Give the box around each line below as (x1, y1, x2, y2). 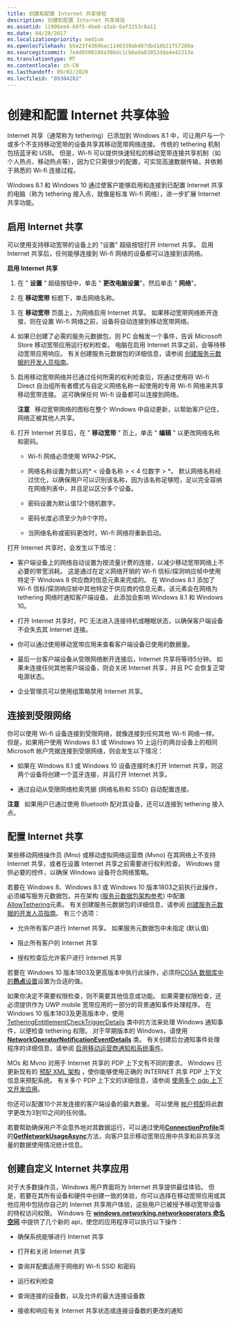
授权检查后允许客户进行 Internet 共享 (17, 953, 123, 962)
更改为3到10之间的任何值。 (12, 1108, 91, 1116)
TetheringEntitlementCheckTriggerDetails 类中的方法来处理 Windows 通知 (7, 1017, 218, 1026)
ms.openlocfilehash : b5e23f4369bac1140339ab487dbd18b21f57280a (7, 42, 194, 49)
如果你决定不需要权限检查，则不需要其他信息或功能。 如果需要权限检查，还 (7, 992, 222, 1000)
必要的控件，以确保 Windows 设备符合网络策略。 (12, 868, 153, 876)
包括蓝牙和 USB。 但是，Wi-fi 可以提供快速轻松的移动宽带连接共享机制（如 (7, 149, 221, 157)
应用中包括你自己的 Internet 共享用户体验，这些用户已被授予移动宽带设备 (12, 1200, 222, 1208)
